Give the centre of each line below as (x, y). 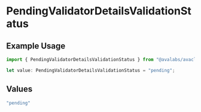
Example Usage (36, 46)
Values (19, 89)
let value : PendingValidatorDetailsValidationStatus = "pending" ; (91, 70)
